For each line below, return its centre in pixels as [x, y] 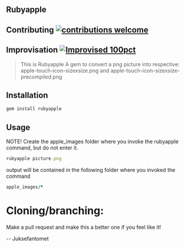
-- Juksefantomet [27, 238]
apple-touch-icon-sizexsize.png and [65, 70]
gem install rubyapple [34, 109]
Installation [27, 95]
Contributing [30, 30]
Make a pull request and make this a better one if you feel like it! [84, 227]
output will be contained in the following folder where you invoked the [91, 170]
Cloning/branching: [55, 211]
